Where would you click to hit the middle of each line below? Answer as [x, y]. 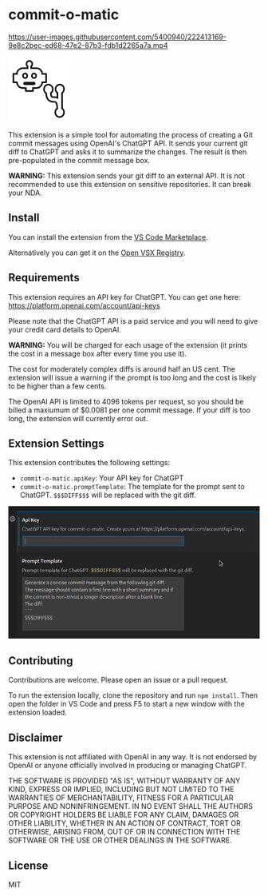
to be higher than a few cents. [57, 386]
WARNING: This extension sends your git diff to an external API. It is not [126, 175]
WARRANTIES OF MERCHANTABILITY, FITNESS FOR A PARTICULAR [121, 798]
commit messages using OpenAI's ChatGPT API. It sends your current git [128, 143]
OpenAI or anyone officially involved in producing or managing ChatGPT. [128, 766]
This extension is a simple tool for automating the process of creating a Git [131, 134]
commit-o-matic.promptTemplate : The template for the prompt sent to [132, 487]
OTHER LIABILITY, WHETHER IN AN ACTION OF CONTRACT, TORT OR [124, 823]
